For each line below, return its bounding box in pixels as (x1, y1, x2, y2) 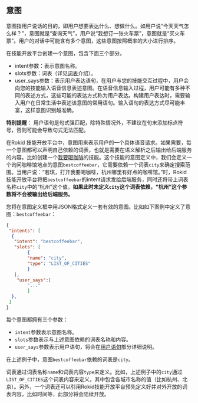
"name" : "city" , (27, 255, 67, 261)
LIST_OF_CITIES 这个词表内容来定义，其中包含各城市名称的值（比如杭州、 (6, 375, 183, 382)
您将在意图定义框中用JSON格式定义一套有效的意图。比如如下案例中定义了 (6, 203, 186, 210)
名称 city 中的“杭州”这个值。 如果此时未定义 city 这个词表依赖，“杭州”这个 (6, 183, 182, 190)
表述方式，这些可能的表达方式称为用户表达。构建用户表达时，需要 (25, 91, 186, 99)
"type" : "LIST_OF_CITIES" (27, 260, 91, 267)
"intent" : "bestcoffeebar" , (14, 238, 83, 245)
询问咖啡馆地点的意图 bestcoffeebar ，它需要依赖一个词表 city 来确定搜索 (11, 161, 186, 168)
